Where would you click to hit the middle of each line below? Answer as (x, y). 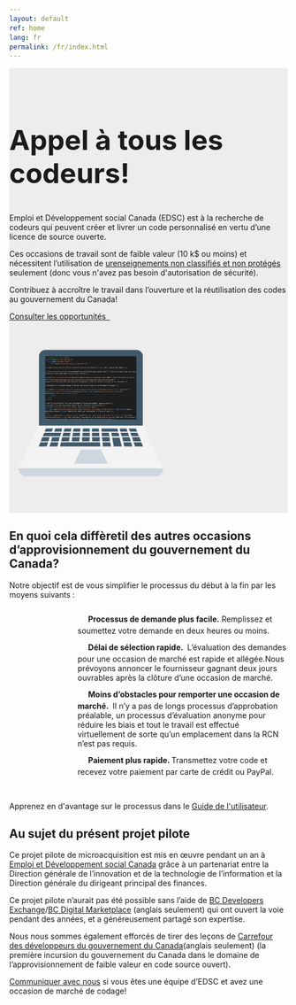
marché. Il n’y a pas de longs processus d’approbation (178, 706)
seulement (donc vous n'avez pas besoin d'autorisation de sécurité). (134, 272)
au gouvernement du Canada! (63, 299)
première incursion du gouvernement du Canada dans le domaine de (134, 955)
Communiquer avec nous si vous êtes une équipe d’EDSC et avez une (136, 982)
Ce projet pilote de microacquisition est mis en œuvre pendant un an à (137, 855)
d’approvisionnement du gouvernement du (129, 550)
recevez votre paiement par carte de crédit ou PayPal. (175, 771)
